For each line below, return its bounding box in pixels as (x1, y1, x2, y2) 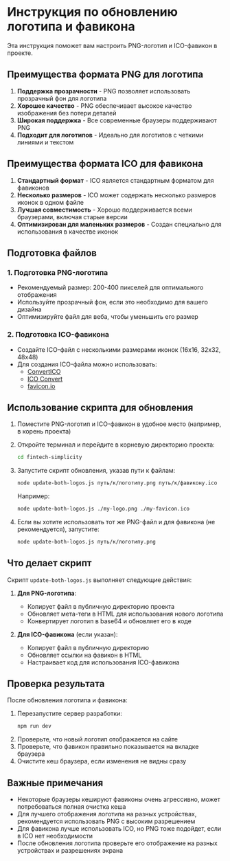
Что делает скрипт (7, 557, 92, 569)
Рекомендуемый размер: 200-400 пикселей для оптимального (16, 283, 204, 292)
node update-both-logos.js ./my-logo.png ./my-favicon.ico (16, 506, 190, 513)
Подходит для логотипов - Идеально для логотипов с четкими (16, 131, 204, 139)
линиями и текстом (16, 138, 74, 146)
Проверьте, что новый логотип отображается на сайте (16, 735, 179, 743)
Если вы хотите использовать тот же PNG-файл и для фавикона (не (16, 517, 216, 526)
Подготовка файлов (7, 247, 97, 258)
